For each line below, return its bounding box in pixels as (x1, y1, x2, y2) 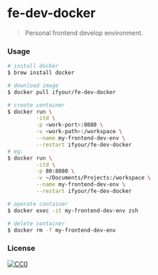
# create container (7, 101, 65, 108)
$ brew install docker (7, 69, 75, 76)
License (7, 244, 36, 254)
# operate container (7, 200, 69, 207)
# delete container (7, 219, 65, 227)
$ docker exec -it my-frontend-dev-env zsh (7, 207, 139, 214)
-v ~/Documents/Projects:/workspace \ (36, 175, 152, 182)
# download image (7, 82, 59, 89)
